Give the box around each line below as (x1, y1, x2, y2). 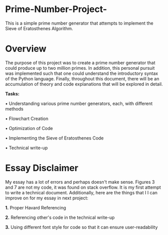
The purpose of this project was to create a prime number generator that (5, 59, 155, 66)
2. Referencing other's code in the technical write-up (5, 214, 115, 220)
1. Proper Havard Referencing (5, 204, 66, 210)
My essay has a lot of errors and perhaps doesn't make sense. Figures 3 (5, 179, 155, 185)
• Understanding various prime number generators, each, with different (5, 100, 153, 106)
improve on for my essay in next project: (5, 195, 89, 201)
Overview (5, 43, 47, 55)
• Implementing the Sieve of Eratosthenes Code (5, 135, 104, 141)
